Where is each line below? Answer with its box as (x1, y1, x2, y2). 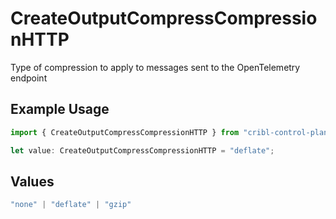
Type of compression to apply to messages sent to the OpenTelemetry (10, 61, 301, 73)
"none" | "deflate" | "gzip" (10, 200, 132, 210)
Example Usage (10, 101, 110, 118)
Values (10, 173, 55, 190)
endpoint (10, 72, 48, 84)
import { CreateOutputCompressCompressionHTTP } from (10, 127, 240, 137)
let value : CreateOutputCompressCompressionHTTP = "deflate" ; (10, 145, 275, 156)
